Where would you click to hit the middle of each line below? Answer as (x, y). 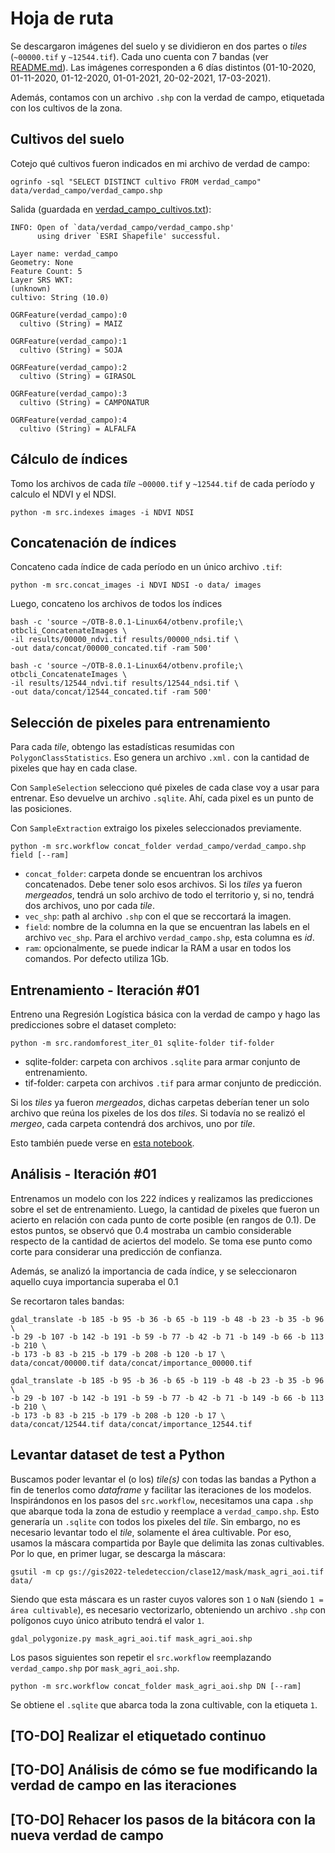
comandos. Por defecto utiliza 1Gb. (97, 959)
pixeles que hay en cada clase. (74, 768)
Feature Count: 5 (46, 271)
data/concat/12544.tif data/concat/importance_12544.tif (131, 1424)
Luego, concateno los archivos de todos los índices (116, 604)
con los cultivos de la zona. (66, 108)
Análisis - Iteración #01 (83, 1174)
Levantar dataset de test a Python (118, 1455)
